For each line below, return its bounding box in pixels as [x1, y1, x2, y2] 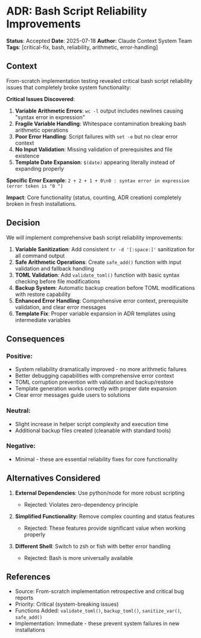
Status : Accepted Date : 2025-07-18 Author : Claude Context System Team [6, 37, 192, 44]
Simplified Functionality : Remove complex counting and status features [14, 513, 195, 520]
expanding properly [14, 165, 65, 172]
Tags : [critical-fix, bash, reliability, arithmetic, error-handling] [6, 44, 158, 51]
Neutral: [6, 407, 31, 415]
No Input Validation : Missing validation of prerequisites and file [14, 145, 173, 153]
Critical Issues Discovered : [6, 95, 75, 102]
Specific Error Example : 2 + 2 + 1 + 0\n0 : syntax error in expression [6, 177, 190, 184]
